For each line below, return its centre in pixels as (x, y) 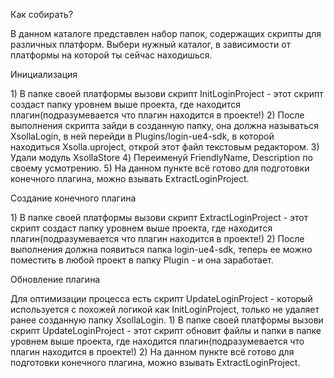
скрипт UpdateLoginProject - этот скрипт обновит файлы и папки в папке (166, 330)
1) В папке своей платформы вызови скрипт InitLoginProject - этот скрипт (167, 93)
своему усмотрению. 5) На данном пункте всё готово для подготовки (160, 168)
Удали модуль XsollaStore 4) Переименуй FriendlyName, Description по (161, 157)
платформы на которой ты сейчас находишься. (111, 55)
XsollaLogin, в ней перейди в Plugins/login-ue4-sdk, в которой (142, 136)
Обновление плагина (55, 279)
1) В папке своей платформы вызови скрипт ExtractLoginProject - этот (159, 217)
